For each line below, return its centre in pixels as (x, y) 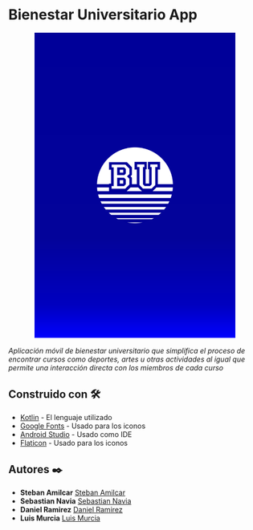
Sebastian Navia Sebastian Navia (75, 501)
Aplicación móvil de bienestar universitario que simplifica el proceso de (127, 351)
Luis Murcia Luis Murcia (60, 518)
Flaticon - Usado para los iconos (74, 443)
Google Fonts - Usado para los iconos (83, 426)
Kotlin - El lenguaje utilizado (66, 418)
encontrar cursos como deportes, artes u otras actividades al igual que (127, 359)
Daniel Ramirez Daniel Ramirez (71, 510)
